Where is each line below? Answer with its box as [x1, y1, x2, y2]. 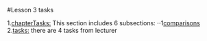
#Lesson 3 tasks [7, 6, 53, 14]
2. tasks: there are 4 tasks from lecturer [7, 27, 118, 34]
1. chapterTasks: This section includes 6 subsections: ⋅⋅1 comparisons [7, 19, 200, 27]
